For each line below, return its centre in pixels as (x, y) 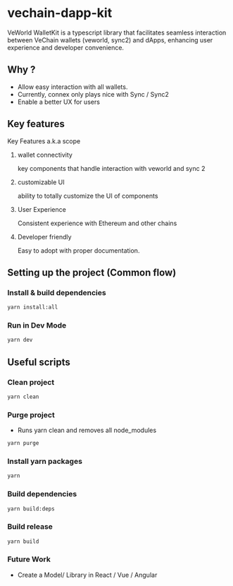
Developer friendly (44, 237)
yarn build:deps (31, 509)
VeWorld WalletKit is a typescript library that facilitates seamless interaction (117, 32)
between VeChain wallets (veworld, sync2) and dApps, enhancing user (110, 40)
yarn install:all (33, 307)
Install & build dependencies (57, 292)
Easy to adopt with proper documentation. (78, 250)
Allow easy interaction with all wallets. (73, 87)
